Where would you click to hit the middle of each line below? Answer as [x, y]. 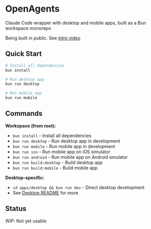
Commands [24, 113]
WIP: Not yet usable [26, 221]
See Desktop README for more [45, 193]
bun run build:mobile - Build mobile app [55, 168]
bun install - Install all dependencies [52, 135]
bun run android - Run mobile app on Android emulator [70, 157]
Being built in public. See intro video [43, 38]
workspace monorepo [28, 28]
